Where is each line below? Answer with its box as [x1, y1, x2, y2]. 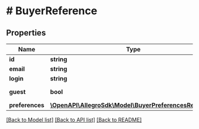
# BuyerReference [6, 4, 98, 18]
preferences [9, 101, 44, 109]
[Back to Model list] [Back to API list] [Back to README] [6, 117, 142, 123]
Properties [6, 28, 46, 38]
